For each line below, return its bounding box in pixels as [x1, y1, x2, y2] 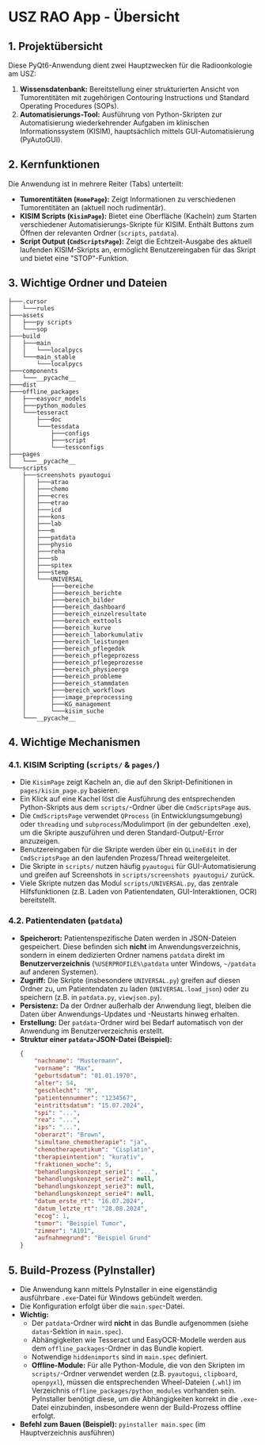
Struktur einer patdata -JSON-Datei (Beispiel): [19, 1034, 172, 1043]
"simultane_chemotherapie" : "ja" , [34, 1139, 148, 1147]
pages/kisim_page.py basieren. [19, 786, 120, 795]
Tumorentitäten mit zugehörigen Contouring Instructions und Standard [19, 93, 249, 102]
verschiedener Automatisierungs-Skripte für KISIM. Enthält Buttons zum [19, 219, 255, 229]
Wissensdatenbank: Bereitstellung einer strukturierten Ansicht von [19, 84, 240, 94]
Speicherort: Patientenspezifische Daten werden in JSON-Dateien [19, 933, 237, 943]
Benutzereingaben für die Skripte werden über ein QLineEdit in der [19, 845, 237, 855]
